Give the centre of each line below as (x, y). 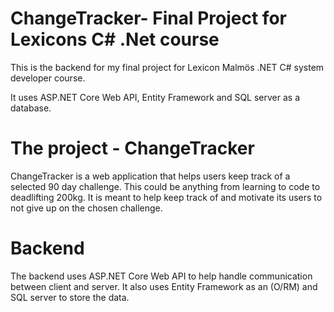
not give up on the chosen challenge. (86, 208)
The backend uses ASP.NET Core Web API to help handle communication (161, 276)
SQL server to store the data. (70, 297)
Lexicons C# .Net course (115, 39)
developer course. (48, 78)
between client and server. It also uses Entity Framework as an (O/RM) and (164, 286)
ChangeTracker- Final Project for (148, 18)
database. (31, 108)
